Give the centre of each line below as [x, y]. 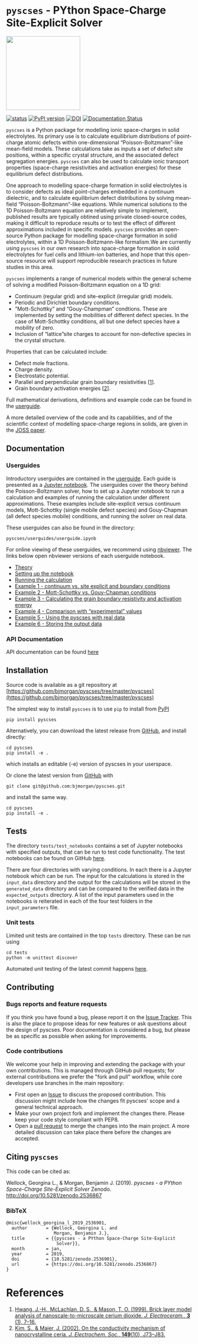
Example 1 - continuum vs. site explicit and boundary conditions [92, 586]
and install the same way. [37, 797]
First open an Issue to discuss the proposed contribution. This [90, 1094]
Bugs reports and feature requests [57, 1004]
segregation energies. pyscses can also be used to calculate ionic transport [98, 161]
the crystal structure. [40, 340]
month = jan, [37, 1249]
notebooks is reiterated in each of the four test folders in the [79, 901]
